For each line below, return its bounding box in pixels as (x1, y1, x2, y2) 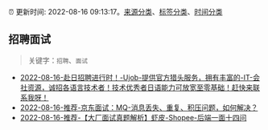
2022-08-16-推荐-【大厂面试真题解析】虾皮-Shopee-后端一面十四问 (19, 112, 247, 122)
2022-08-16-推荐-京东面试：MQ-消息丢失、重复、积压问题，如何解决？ (19, 103, 258, 112)
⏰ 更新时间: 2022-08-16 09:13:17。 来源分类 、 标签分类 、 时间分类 (8, 7, 223, 16)
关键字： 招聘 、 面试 (27, 55, 89, 65)
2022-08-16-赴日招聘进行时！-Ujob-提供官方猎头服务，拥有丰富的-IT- (19, 72, 254, 82)
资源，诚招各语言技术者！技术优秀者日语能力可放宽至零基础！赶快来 (27, 83, 254, 92)
